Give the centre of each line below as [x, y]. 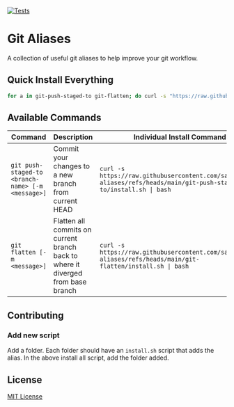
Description [73, 137]
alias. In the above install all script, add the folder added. [88, 358]
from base [70, 282]
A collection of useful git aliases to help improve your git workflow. [103, 58]
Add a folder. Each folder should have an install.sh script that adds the [111, 351]
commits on [72, 230]
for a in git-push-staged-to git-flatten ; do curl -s [87, 96]
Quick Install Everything [60, 80]
